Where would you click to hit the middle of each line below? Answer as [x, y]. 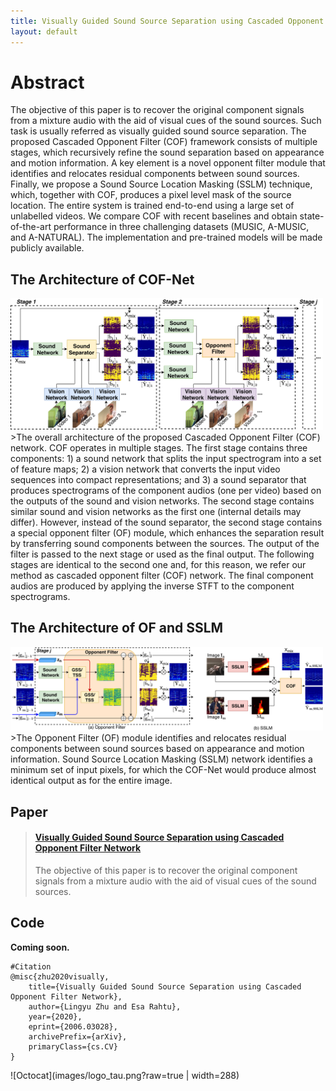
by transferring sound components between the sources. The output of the [165, 543]
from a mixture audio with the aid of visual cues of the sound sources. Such [166, 121]
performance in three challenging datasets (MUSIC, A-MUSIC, [181, 227]
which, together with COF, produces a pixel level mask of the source [151, 195]
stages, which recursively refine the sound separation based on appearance [167, 152]
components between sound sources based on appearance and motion [157, 749]
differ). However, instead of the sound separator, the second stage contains [166, 522]
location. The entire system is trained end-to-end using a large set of [152, 206]
